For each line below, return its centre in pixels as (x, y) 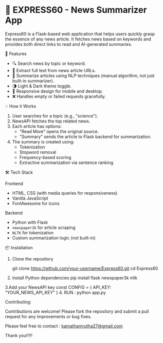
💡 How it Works (21, 106)
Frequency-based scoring (45, 157)
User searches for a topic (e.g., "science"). (55, 116)
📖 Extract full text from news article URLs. (54, 70)
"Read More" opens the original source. (59, 131)
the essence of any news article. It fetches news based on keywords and (78, 39)
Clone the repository (33, 259)
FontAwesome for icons (36, 203)
